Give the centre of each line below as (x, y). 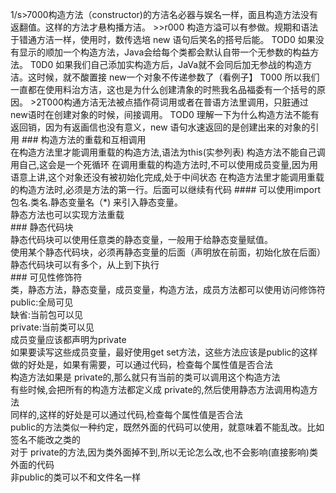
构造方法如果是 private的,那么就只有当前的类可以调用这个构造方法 (145, 377)
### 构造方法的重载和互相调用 (84, 139)
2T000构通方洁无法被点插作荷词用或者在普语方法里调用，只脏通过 (172, 102)
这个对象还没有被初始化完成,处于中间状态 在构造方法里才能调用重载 (186, 177)
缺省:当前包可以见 (47, 314)
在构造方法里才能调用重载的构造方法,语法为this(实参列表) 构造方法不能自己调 (168, 152)
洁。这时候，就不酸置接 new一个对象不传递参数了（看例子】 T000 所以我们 (165, 77)
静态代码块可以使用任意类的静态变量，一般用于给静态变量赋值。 (141, 239)
